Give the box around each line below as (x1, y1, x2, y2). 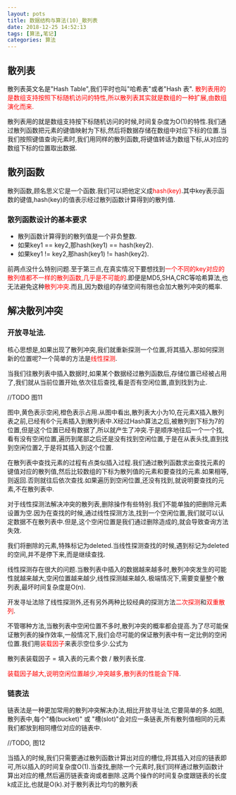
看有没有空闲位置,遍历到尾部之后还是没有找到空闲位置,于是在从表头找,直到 (7, 434, 223, 443)
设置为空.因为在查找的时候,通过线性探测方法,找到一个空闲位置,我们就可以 (7, 508, 218, 517)
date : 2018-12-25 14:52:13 (7, 23, 87, 30)
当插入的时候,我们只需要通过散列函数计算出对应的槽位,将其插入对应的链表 (7, 753, 221, 763)
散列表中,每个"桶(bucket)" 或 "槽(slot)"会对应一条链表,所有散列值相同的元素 (7, 715, 226, 724)
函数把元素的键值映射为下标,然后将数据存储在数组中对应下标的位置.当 (25, 126, 228, 134)
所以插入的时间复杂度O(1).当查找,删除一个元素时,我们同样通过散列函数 (15, 763, 218, 771)
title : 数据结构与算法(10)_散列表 (7, 17, 98, 24)
